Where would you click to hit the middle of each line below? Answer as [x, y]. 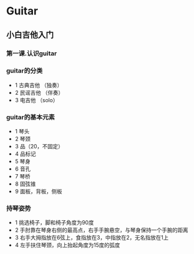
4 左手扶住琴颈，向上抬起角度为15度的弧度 [67, 245]
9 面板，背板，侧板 [38, 192]
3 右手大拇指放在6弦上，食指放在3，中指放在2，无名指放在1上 [92, 238]
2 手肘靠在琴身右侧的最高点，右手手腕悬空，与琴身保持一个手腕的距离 [102, 230]
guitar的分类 [25, 71]
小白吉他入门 [30, 35]
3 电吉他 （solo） [36, 100]
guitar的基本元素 [31, 117]
